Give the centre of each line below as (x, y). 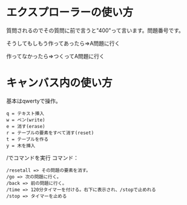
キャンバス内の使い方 (60, 83)
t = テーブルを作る (28, 139)
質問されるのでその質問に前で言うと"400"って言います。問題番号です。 (95, 30)
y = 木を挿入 (21, 146)
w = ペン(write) (26, 120)
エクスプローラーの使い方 (70, 12)
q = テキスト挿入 (25, 113)
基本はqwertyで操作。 (34, 101)
